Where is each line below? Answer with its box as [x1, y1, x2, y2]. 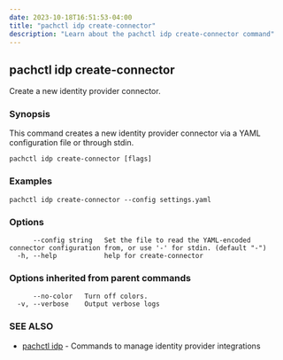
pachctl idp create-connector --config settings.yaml [9, 195, 212, 204]
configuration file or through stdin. [9, 137, 134, 148]
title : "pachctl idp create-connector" [9, 21, 157, 30]
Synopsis [9, 108, 50, 121]
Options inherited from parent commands [9, 272, 192, 284]
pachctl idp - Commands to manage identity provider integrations [21, 340, 261, 351]
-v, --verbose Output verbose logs [17, 300, 161, 309]
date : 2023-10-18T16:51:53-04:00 [9, 12, 133, 22]
